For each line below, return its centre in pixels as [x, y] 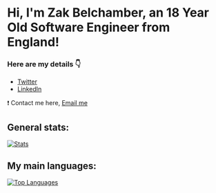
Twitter [27, 82]
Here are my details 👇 [44, 64]
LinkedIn [29, 89]
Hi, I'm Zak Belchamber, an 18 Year [108, 13]
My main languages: [52, 166]
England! [33, 42]
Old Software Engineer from [89, 27]
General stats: [38, 127]
